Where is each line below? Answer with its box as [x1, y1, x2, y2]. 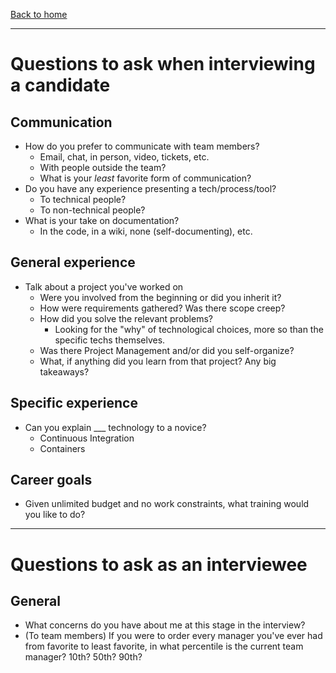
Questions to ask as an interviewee [10, 553, 308, 576]
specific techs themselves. [54, 334, 166, 346]
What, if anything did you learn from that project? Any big [39, 355, 277, 367]
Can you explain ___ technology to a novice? [24, 421, 207, 433]
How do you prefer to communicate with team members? [24, 140, 260, 152]
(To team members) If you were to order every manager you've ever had [24, 630, 323, 642]
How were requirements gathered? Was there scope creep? [39, 302, 286, 314]
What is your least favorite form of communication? [39, 172, 252, 184]
